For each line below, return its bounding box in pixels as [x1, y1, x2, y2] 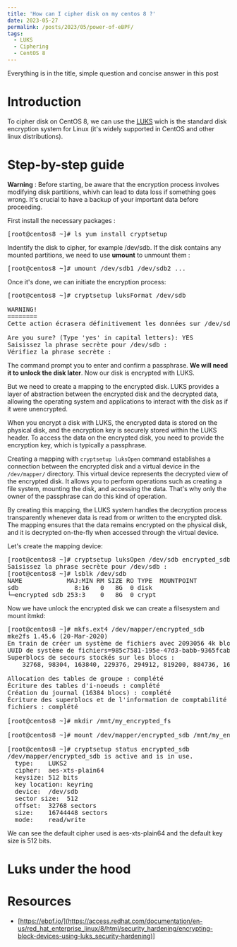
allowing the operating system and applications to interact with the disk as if [7, 397, 229, 406]
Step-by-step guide [7, 157, 125, 173]
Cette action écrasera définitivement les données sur [7, 319, 201, 327]
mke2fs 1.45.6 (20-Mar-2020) [7, 632, 108, 640]
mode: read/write [14, 816, 86, 824]
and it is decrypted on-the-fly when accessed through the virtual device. [7, 528, 219, 536]
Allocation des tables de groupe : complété [7, 675, 164, 682]
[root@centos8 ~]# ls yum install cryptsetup [7, 230, 168, 238]
